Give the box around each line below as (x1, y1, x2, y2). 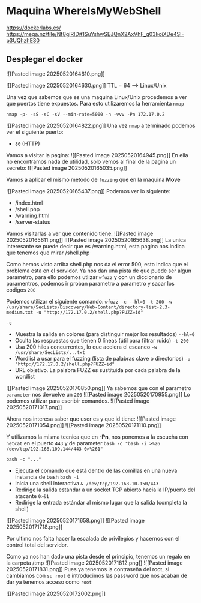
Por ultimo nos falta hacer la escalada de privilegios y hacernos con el (6, 535, 180, 542)
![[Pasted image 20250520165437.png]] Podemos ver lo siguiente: (6, 187, 171, 194)
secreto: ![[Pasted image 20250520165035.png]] (6, 164, 127, 172)
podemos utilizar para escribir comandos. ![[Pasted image (6, 397, 150, 404)
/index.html (14, 199, 43, 206)
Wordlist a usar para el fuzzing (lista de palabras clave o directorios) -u (14, 355, 191, 362)
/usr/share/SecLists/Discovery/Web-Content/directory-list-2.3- (6, 304, 170, 310)
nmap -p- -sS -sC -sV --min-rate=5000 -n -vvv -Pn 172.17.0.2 (6, 111, 165, 118)
